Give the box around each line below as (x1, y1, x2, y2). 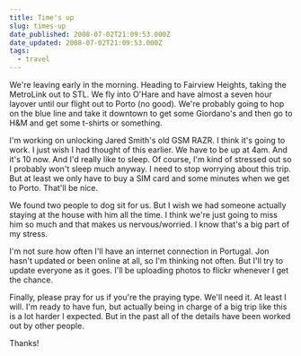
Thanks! (9, 338, 40, 348)
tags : (9, 47, 30, 56)
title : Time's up (9, 13, 75, 22)
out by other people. (9, 320, 85, 331)
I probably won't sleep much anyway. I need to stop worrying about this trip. (9, 163, 292, 174)
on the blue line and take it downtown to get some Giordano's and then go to (9, 109, 293, 118)
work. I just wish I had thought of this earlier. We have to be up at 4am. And (9, 144, 288, 155)
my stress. (9, 229, 48, 239)
